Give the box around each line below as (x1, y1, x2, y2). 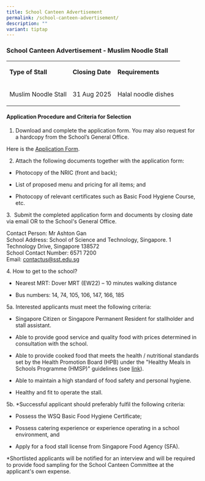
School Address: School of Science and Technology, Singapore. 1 (6, 236, 171, 243)
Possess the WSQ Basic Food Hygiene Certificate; (15, 412, 142, 420)
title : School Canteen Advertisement (6, 9, 103, 15)
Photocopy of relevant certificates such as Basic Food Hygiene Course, (15, 193, 196, 200)
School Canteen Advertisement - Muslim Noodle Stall (6, 47, 168, 55)
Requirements (117, 67, 160, 76)
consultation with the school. (15, 340, 89, 347)
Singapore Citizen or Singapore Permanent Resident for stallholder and (15, 315, 195, 322)
